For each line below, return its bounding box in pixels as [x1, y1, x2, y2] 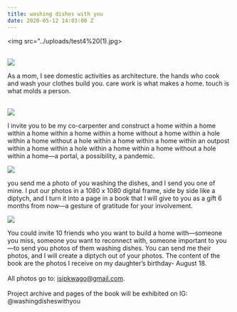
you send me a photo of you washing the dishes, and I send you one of [7, 179, 216, 187]
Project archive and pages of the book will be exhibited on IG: [7, 289, 188, 298]
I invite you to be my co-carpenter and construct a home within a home [7, 121, 216, 130]
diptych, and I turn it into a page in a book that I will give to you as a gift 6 [7, 194, 222, 202]
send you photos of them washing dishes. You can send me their [21, 244, 211, 252]
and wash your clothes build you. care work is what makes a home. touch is [7, 79, 230, 88]
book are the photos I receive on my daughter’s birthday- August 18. [7, 259, 207, 267]
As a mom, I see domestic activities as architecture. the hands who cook [7, 71, 220, 80]
